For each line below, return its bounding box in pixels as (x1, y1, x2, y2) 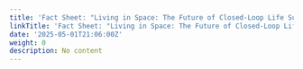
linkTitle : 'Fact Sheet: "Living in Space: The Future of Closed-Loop (9, 22, 280, 30)
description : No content (9, 47, 103, 56)
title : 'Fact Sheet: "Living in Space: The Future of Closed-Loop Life (9, 13, 284, 22)
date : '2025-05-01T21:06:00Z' (9, 30, 124, 39)
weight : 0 (9, 38, 47, 47)
